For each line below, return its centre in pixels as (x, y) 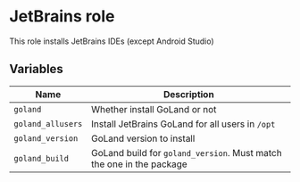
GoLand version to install (143, 138)
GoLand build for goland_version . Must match (187, 153)
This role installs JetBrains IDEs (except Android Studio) (112, 41)
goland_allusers (48, 124)
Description (189, 94)
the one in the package (139, 164)
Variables (37, 69)
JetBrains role (62, 17)
